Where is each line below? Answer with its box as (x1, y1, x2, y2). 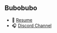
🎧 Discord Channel (11, 22, 52, 29)
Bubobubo (4, 4, 37, 12)
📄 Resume (11, 17, 32, 23)
